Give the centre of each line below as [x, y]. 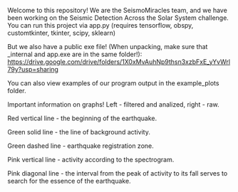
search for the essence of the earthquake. [69, 181]
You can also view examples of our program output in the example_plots [113, 83]
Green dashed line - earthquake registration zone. [81, 146]
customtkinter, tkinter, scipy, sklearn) [62, 33]
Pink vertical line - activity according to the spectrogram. [91, 160]
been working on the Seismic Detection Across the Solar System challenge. [118, 18]
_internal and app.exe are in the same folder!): [75, 54]
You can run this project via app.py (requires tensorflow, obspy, [100, 25]
